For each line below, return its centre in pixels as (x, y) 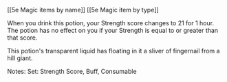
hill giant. (20, 58)
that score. (22, 38)
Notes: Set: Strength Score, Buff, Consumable (72, 71)
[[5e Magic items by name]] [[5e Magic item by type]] (83, 10)
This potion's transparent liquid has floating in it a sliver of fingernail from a (113, 51)
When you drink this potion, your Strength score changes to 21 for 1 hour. (111, 23)
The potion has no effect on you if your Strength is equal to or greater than (113, 30)
